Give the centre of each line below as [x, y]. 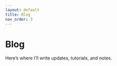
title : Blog [18, 15]
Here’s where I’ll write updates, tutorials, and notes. [59, 58]
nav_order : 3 [19, 19]
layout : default [22, 10]
